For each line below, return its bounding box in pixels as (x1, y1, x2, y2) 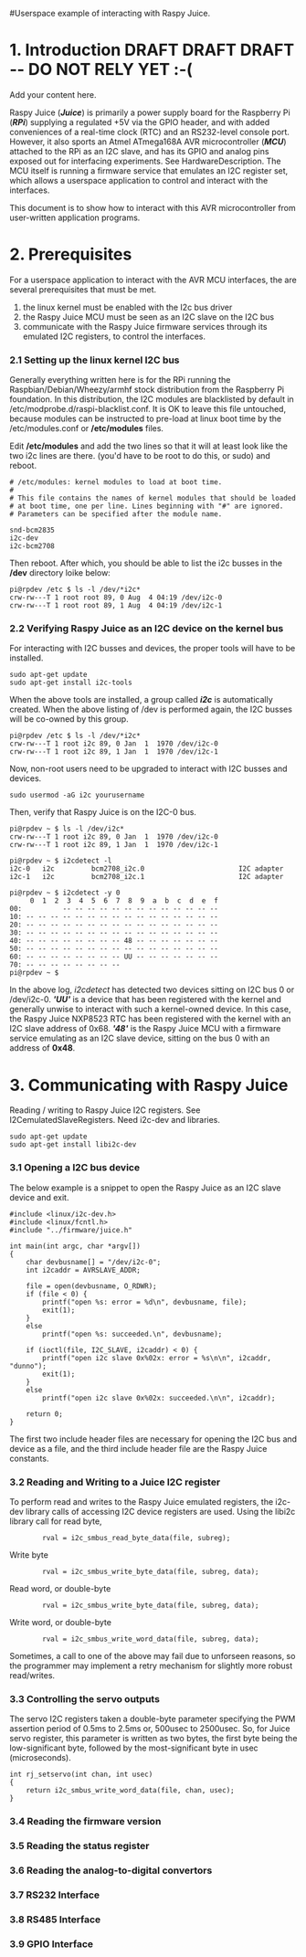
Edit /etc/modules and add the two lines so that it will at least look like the (9, 440, 288, 451)
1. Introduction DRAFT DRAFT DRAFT (9, 40, 295, 60)
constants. (9, 1453, 49, 1464)
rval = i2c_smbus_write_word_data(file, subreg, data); (42, 1634, 259, 1644)
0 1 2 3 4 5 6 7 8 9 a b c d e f (29, 896, 219, 905)
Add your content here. (9, 89, 97, 100)
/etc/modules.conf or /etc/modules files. (9, 423, 164, 434)
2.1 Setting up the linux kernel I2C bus (9, 354, 180, 366)
